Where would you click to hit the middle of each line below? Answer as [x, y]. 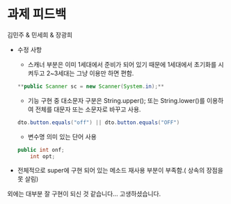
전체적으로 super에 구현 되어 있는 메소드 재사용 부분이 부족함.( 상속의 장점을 [120, 171]
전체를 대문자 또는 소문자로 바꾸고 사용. [88, 109]
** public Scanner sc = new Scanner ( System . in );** [91, 86]
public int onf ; [41, 150]
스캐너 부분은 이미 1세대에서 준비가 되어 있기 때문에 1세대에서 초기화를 [122, 64]
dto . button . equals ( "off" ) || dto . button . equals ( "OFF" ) [98, 123]
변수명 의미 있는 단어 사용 [62, 136]
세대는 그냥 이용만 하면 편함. [96, 73]
